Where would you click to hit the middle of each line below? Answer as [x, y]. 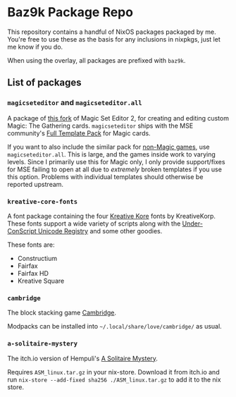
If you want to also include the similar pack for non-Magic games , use [108, 147]
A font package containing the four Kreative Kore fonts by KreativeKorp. [112, 216]
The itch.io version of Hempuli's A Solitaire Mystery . [83, 358]
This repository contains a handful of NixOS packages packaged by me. [112, 32]
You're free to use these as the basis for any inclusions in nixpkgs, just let [114, 39]
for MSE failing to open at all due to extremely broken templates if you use [114, 169]
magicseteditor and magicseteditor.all [75, 103]
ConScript [22, 231]
